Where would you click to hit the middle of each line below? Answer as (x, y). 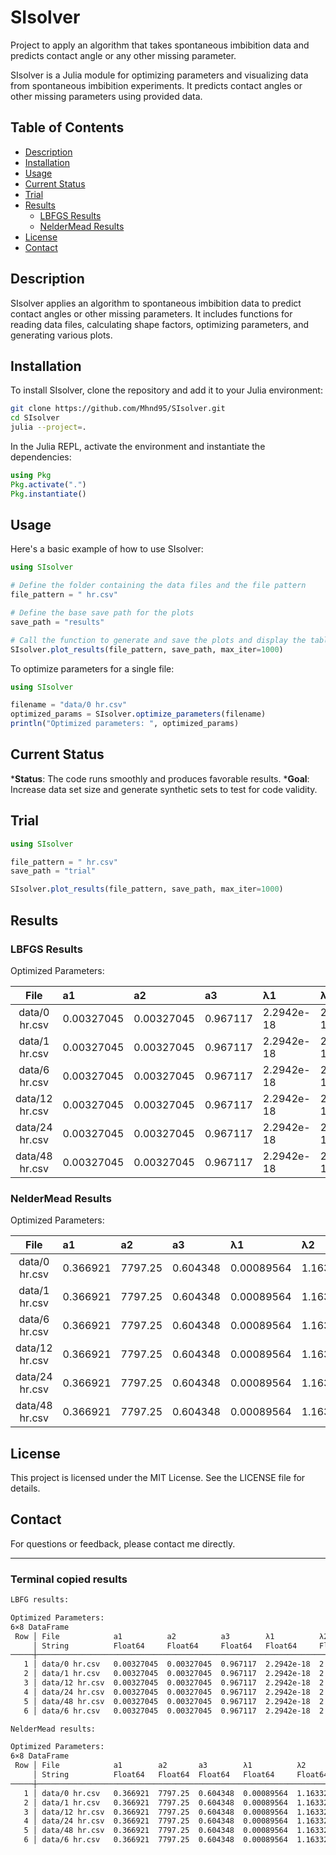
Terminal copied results (69, 1579)
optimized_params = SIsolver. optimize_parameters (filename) (138, 714)
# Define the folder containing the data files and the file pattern (158, 586)
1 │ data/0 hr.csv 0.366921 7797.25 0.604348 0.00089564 (155, 1793)
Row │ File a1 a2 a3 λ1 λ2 (160, 1766)
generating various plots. (61, 335)
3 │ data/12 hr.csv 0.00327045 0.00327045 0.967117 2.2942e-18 (167, 1683)
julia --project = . (48, 427)
